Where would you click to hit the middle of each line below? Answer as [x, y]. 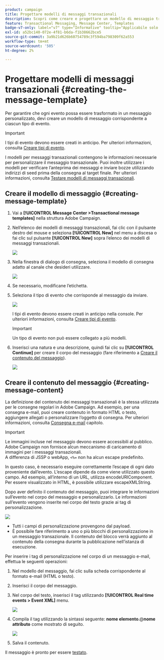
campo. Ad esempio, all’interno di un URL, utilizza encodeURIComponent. [79, 477]
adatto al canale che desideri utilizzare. [51, 267]
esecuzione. [24, 547]
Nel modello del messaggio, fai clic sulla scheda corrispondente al [79, 571]
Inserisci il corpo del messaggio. [45, 586]
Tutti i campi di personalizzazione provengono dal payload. [71, 526]
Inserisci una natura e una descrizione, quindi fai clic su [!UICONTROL [83, 347]
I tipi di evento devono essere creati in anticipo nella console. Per [77, 314]
